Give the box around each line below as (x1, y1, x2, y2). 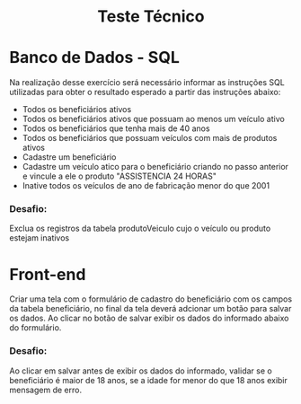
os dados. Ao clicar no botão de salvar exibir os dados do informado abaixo (9, 312, 289, 324)
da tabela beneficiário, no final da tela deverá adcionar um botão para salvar (9, 303, 292, 314)
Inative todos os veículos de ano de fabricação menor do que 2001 (22, 180, 270, 191)
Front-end (9, 264, 86, 285)
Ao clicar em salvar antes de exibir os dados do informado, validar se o (9, 365, 272, 376)
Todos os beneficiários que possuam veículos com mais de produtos (22, 133, 278, 144)
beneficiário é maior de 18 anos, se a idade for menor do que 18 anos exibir (9, 374, 288, 385)
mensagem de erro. (9, 384, 83, 395)
